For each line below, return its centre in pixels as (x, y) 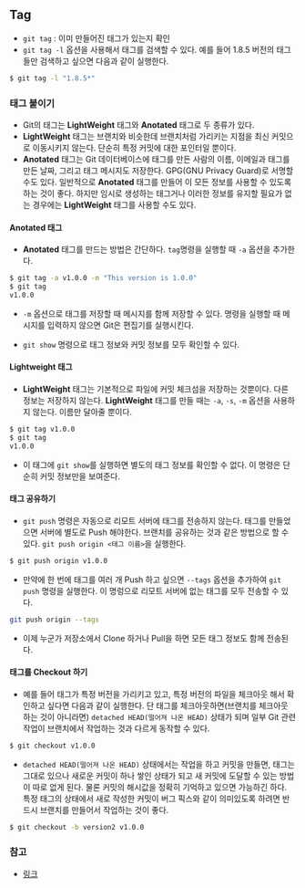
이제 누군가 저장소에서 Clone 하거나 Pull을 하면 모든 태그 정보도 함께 (143, 638)
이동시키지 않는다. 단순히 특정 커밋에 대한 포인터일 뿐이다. (134, 147)
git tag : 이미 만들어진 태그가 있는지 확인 (96, 38)
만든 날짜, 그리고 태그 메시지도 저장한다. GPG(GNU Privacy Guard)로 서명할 (158, 170)
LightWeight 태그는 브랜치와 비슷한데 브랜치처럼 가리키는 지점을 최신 (146, 136)
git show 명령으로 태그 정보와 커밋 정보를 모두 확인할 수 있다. (131, 344)
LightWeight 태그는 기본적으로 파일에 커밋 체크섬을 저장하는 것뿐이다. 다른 (156, 389)
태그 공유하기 (33, 499)
